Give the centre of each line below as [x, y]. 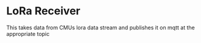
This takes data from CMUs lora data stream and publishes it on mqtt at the [100, 27]
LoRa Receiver [43, 11]
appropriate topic [28, 33]
